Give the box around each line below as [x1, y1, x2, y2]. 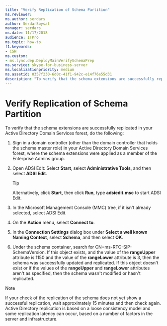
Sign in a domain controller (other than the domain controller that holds [12, 139, 158, 145]
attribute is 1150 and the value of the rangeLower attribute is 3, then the [12, 254, 160, 261]
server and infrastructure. [5, 316, 58, 322]
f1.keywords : [5, 44, 32, 49]
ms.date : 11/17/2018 [5, 30, 48, 35]
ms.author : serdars [5, 16, 46, 21]
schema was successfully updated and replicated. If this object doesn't [12, 260, 159, 265]
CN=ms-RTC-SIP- [95, 244, 132, 250]
